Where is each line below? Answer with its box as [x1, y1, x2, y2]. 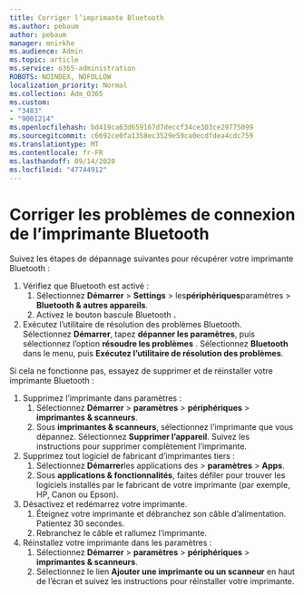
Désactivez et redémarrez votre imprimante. [22, 499, 188, 510]
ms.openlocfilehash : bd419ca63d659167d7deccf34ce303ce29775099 [9, 123, 254, 132]
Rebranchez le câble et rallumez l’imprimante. [35, 528, 207, 539]
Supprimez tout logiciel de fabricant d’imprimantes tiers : [22, 451, 236, 462]
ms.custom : [9, 97, 51, 107]
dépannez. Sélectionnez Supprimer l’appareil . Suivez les [35, 432, 250, 443]
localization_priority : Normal [9, 81, 128, 90]
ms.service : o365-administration [9, 64, 136, 73]
